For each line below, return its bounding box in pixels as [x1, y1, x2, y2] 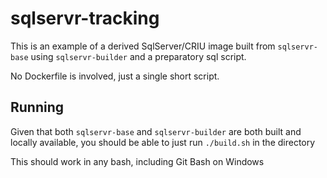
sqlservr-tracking [10, 7, 160, 30]
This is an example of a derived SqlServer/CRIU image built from [10, 40, 276, 52]
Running [10, 99, 65, 116]
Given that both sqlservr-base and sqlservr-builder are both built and [10, 125, 302, 137]
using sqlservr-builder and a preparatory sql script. [30, 50, 247, 62]
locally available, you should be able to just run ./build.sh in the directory [10, 136, 316, 148]
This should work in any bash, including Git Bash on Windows [10, 155, 265, 167]
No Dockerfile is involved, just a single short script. [10, 70, 220, 82]
